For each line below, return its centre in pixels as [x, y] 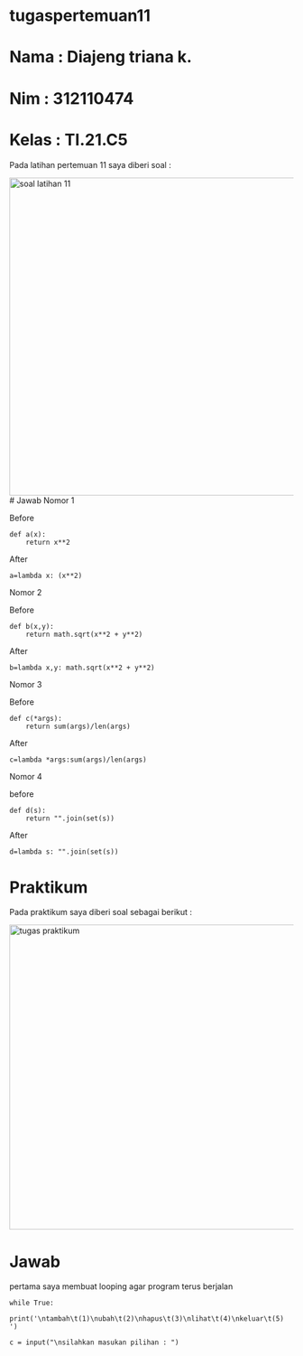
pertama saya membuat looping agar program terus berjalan [121, 1286]
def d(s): [28, 810]
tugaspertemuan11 [80, 16]
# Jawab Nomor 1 [42, 500]
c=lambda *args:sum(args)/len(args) [78, 760]
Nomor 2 [26, 592]
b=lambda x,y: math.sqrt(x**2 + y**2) [82, 668]
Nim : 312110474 [72, 98]
